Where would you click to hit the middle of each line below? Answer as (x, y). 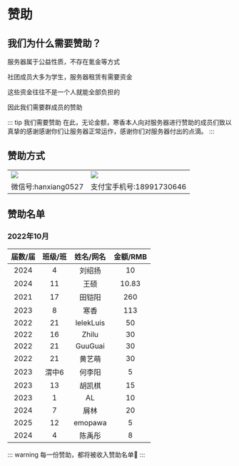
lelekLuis (90, 323)
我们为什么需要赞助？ (54, 43)
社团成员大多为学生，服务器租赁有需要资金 (70, 77)
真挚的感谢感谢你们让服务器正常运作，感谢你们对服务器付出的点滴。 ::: (111, 131)
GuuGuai (90, 345)
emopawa (90, 422)
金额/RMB (131, 256)
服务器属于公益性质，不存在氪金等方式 (63, 62)
